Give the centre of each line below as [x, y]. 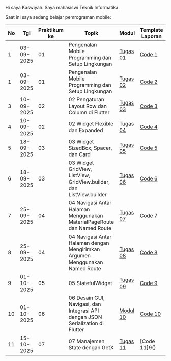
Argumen [79, 256]
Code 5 [149, 148]
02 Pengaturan [86, 100]
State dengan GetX [91, 347]
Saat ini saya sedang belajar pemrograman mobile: [58, 17]
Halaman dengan [89, 243]
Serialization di [86, 323]
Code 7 [149, 215]
